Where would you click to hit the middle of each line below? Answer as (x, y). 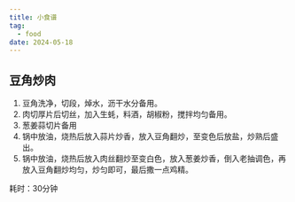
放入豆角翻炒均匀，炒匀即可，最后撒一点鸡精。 (107, 170)
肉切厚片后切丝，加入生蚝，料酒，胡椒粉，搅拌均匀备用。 (127, 114)
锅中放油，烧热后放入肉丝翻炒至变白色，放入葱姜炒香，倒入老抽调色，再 (154, 159)
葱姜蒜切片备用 (49, 126)
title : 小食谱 (33, 17)
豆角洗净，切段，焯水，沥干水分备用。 (92, 104)
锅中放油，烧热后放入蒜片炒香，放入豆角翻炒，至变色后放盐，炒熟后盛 (150, 136)
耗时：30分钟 (34, 189)
